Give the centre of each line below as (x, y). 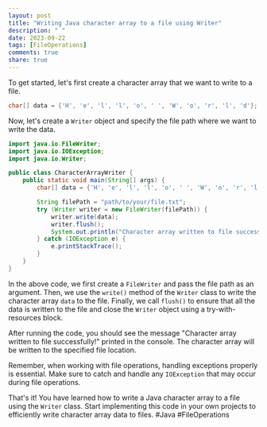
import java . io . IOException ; (56, 151)
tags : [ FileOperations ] (48, 45)
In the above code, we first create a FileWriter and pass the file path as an (131, 284)
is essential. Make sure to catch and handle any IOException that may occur (132, 374)
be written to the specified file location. (72, 350)
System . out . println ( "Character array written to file (141, 231)
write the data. (32, 129)
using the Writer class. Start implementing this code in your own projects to (132, 406)
